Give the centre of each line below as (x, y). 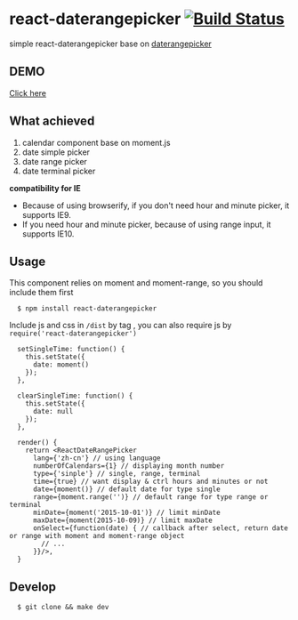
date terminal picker (59, 171)
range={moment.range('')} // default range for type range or (150, 497)
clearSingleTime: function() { (75, 396)
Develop (32, 587)
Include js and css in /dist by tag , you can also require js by (121, 326)
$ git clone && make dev (63, 608)
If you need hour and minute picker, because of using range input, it (146, 224)
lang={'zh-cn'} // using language (97, 458)
